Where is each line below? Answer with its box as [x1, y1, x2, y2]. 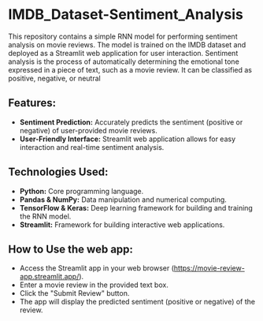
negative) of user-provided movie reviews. [19, 125, 157, 135]
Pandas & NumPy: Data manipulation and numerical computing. [19, 195, 227, 204]
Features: [8, 96, 57, 110]
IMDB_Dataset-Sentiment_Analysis [8, 6, 244, 24]
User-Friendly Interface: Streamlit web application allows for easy [19, 134, 236, 144]
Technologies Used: [8, 166, 109, 179]
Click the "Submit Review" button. [19, 289, 130, 298]
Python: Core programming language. [19, 186, 144, 196]
